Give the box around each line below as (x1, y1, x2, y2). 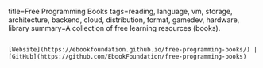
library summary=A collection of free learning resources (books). (8, 24, 221, 32)
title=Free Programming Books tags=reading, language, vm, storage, (8, 7, 233, 16)
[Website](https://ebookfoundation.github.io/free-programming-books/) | (8, 46, 258, 54)
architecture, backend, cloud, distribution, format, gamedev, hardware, (8, 15, 240, 25)
